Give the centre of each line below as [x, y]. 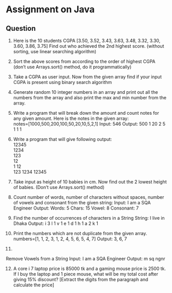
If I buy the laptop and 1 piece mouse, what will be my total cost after [85, 274]
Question [21, 28]
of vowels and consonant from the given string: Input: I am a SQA [82, 203]
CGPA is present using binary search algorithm [62, 82]
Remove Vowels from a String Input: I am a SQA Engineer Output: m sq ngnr [85, 259]
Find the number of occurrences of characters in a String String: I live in [89, 218]
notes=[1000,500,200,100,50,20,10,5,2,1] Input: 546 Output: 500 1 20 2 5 [89, 124]
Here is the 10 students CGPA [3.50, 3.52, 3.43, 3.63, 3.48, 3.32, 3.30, [87, 40]
